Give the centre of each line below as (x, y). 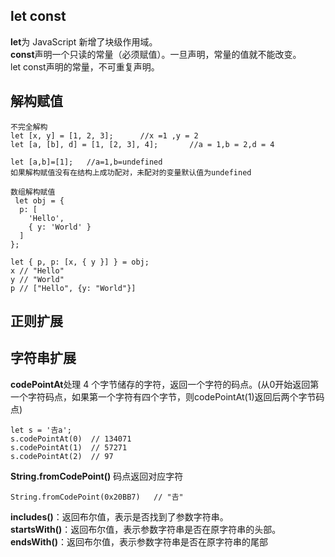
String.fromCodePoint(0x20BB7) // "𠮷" (97, 497)
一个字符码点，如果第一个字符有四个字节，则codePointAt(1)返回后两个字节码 (167, 396)
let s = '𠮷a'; (41, 430)
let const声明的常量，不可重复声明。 (85, 66)
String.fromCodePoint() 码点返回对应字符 (97, 476)
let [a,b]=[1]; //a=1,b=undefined (86, 162)
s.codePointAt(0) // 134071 (71, 439)
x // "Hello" (37, 270)
